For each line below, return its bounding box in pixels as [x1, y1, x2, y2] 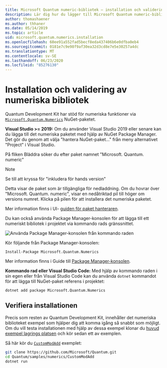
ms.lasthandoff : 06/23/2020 [5, 58, 64, 63]
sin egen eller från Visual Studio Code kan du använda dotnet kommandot [5, 273, 157, 279]
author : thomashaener [5, 16, 50, 21]
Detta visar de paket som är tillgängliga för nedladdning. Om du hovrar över [5, 186, 160, 192]
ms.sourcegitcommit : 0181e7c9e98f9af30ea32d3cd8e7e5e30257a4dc [5, 44, 139, 49]
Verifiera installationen [5, 301, 78, 310]
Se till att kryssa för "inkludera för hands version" [5, 176, 106, 182]
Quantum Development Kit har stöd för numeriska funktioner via [5, 111, 136, 117]
